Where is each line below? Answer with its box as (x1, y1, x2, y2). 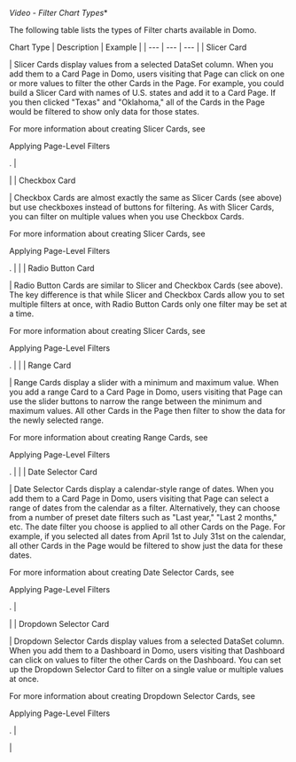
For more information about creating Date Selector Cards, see (9, 568, 235, 577)
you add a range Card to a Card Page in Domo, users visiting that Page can (9, 386, 284, 397)
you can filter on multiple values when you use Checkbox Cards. (9, 211, 245, 221)
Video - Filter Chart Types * (9, 8, 108, 18)
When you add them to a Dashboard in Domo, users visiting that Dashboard (9, 646, 285, 655)
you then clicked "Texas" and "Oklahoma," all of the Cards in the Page (9, 97, 266, 107)
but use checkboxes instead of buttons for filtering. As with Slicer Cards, (9, 202, 275, 212)
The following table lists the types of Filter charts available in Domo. (9, 25, 257, 35)
